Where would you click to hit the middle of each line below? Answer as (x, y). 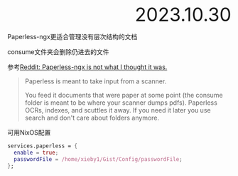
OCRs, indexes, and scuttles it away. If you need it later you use (118, 110)
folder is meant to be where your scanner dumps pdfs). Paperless (121, 103)
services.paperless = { (43, 146)
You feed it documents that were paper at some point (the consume (124, 95)
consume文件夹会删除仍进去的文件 (58, 52)
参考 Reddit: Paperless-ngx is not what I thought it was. (87, 67)
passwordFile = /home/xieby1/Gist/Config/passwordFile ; (98, 159)
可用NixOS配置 (29, 133)
